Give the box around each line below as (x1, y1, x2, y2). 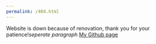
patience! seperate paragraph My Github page (6, 31, 118, 38)
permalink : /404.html (6, 8, 60, 15)
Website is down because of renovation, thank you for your (6, 25, 150, 32)
